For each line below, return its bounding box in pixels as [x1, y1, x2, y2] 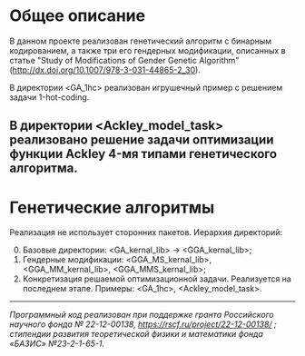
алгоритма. [9, 161, 79, 176]
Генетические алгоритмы [9, 197, 215, 218]
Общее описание [9, 5, 146, 26]
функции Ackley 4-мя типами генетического [9, 146, 278, 162]
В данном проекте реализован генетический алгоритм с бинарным [9, 35, 272, 46]
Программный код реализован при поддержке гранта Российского [9, 310, 274, 321]
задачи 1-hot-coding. [9, 92, 90, 103]
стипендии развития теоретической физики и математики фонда [9, 329, 263, 340]
